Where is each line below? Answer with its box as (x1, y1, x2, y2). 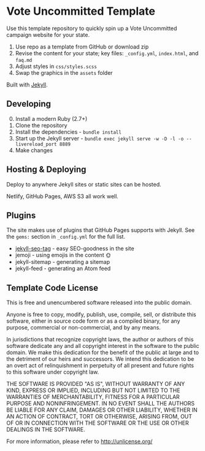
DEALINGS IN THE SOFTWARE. (6, 426, 85, 433)
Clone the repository (15, 121, 68, 129)
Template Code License (6, 282, 99, 293)
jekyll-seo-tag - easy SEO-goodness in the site (15, 245, 134, 252)
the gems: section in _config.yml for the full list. (6, 233, 126, 241)
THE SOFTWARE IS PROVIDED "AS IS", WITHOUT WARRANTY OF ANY (6, 380, 185, 388)
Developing (6, 99, 51, 109)
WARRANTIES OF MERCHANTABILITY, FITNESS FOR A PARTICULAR (6, 393, 180, 401)
